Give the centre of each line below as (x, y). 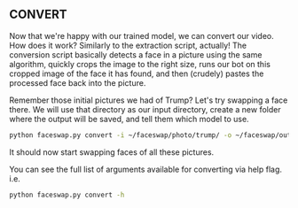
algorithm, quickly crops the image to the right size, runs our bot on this (140, 64)
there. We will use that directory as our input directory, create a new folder (145, 109)
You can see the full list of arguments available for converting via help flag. (145, 169)
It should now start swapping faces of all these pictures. (112, 152)
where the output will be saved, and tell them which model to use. (129, 119)
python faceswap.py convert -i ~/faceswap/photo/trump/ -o (121, 135)
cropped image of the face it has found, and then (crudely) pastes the (137, 73)
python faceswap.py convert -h (67, 195)
